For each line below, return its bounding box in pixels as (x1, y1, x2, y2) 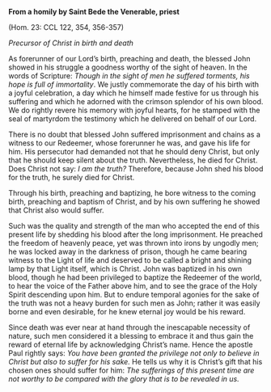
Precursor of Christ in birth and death (8, 38, 133, 48)
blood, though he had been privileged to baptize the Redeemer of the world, (8, 272, 262, 282)
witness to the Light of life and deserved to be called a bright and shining (8, 255, 252, 265)
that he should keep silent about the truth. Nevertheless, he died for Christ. (8, 155, 258, 165)
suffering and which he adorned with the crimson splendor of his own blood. (8, 97, 264, 106)
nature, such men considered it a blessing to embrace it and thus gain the (8, 331, 254, 340)
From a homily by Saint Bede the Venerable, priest (8, 7, 180, 16)
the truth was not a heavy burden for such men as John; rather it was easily (8, 298, 260, 308)
